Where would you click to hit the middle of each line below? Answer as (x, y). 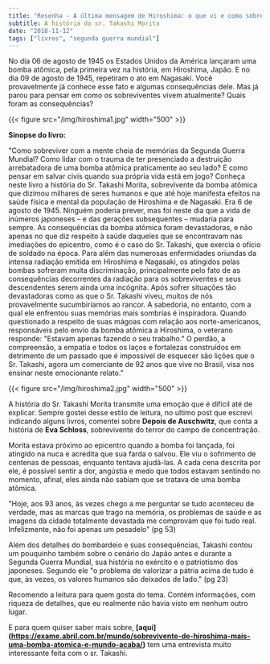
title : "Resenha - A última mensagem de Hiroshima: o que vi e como (125, 16)
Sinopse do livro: (37, 135)
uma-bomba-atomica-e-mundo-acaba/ (76, 645)
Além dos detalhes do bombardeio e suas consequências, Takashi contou (131, 545)
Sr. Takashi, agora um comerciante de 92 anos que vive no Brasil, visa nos (131, 365)
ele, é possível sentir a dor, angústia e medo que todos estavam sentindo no (135, 471)
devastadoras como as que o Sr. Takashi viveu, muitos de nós (110, 296)
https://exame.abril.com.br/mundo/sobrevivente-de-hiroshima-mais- (131, 636)
